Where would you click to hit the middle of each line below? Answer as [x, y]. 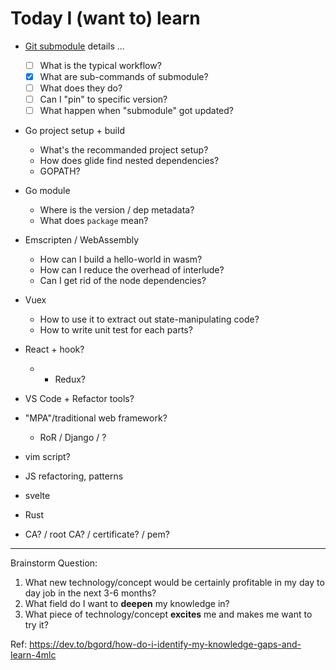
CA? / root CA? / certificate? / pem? [97, 534]
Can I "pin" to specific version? [103, 99]
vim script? [47, 457]
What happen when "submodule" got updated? [136, 111]
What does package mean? [94, 221]
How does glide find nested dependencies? [129, 161]
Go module [47, 191]
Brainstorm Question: [54, 563]
